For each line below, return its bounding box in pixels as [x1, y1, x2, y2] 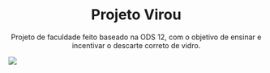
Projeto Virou [91, 6, 182, 24]
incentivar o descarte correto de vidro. [71, 40, 201, 50]
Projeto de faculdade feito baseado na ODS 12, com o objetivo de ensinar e [11, 32, 262, 42]
